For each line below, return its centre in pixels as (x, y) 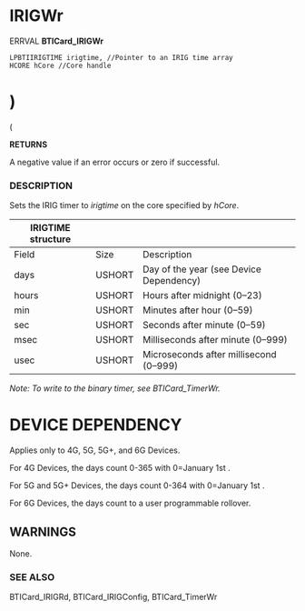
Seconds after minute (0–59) (204, 326)
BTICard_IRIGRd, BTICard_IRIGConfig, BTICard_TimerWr (113, 597)
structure (50, 239)
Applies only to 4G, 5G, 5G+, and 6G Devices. (95, 450)
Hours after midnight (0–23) (202, 295)
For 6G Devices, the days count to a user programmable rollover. (130, 503)
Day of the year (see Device (202, 269)
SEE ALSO (32, 576)
